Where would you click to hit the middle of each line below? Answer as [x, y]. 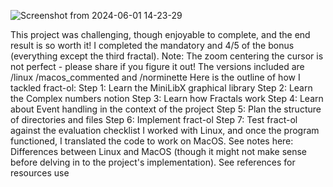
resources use [40, 173]
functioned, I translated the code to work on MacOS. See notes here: [152, 141]
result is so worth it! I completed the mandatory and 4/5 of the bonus [152, 45]
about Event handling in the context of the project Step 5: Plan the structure [166, 109]
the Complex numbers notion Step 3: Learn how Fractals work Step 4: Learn [167, 98]
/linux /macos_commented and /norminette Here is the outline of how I [155, 77]
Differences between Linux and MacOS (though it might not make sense [159, 151]
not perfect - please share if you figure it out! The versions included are [157, 66]
